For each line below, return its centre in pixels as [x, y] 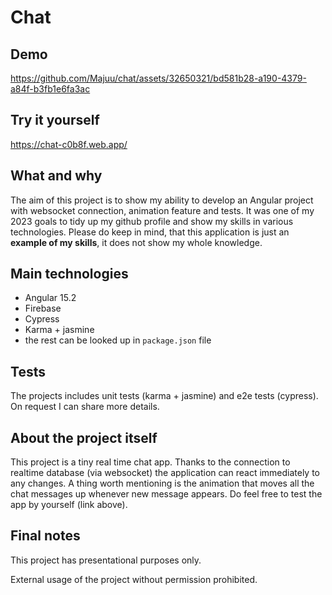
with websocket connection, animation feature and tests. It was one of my [162, 210]
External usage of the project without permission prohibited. [134, 579]
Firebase [43, 308]
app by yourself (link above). [69, 505]
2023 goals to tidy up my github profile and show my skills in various [152, 221]
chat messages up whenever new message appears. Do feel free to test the [166, 494]
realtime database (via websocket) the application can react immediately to [165, 473]
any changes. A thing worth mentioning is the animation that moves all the [162, 483]
